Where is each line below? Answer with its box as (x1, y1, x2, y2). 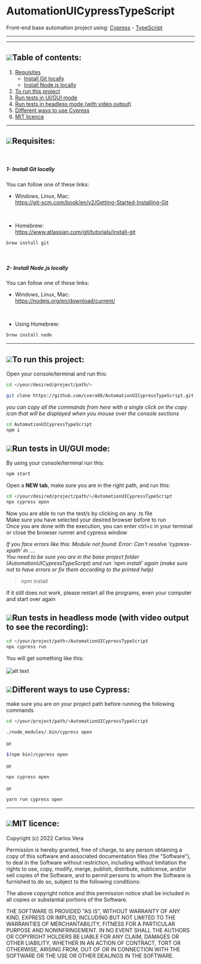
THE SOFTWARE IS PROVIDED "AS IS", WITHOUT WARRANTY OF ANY (6, 907, 181, 914)
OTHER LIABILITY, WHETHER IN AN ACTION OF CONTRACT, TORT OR (6, 939, 181, 947)
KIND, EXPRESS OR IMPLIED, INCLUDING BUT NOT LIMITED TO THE (6, 914, 176, 921)
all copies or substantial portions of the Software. (6, 896, 127, 903)
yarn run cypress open (6, 796, 63, 802)
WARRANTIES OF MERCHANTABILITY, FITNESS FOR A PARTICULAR (6, 920, 175, 927)
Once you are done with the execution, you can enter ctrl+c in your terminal (6, 523, 193, 529)
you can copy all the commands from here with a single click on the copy (6, 403, 187, 411)
